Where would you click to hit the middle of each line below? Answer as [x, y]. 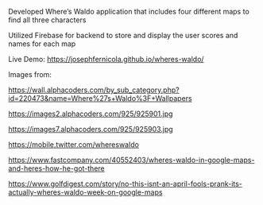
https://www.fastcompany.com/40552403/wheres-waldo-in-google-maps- [131, 160]
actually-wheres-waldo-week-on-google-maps [85, 192]
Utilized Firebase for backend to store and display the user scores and [123, 35]
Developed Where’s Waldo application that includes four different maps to [129, 12]
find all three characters [47, 20]
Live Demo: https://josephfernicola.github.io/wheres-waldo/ [106, 59]
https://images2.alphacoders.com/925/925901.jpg [91, 114]
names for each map [42, 44]
